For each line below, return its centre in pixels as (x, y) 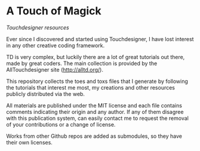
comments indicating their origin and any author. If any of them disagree (95, 112)
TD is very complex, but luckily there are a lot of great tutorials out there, (96, 57)
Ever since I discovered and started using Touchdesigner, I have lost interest (100, 39)
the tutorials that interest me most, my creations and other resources (90, 87)
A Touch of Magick (54, 11)
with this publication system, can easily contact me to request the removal (98, 118)
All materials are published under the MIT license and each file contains (94, 105)
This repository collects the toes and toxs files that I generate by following (97, 81)
